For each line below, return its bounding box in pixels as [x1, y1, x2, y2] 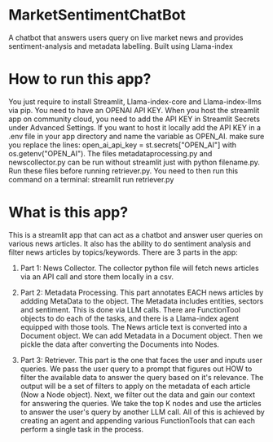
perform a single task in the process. [20, 424, 144, 434]
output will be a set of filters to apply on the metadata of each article [20, 381, 251, 391]
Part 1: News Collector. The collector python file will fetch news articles [20, 263, 259, 273]
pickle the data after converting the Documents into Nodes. [20, 339, 220, 349]
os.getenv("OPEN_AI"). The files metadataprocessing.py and [8, 148, 213, 158]
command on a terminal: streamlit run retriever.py [8, 174, 174, 184]
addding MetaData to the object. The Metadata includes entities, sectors [20, 295, 264, 306]
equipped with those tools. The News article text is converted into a [20, 322, 248, 331]
